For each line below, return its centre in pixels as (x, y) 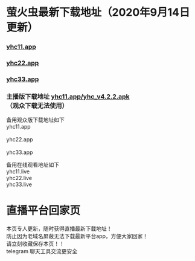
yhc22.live (19, 178)
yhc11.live (18, 172)
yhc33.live (19, 184)
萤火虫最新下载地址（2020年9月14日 (98, 12)
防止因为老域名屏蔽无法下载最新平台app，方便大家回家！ (77, 236)
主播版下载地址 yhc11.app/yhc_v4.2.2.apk (68, 96)
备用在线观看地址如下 (33, 165)
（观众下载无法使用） (37, 105)
